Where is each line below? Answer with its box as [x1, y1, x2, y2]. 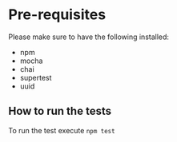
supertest [19, 73, 52, 82]
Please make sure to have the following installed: [8, 32, 170, 41]
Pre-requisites [8, 6, 107, 24]
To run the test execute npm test [8, 125, 115, 135]
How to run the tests [8, 105, 112, 118]
